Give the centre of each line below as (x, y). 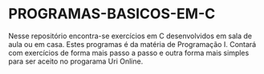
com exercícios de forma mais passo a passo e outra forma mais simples (129, 53)
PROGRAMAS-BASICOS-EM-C (112, 14)
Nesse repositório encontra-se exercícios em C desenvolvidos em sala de (130, 36)
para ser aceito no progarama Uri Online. (76, 61)
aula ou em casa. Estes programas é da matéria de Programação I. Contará (132, 44)
